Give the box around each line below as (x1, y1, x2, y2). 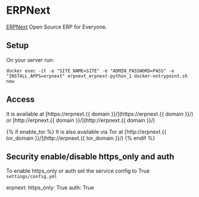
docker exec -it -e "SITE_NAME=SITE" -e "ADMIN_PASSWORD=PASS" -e (6, 68, 175, 74)
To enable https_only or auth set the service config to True (6, 167, 150, 174)
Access (6, 95, 35, 105)
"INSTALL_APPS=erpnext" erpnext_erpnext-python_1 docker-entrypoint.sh (6, 73, 188, 79)
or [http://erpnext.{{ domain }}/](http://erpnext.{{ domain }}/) (6, 117, 156, 124)
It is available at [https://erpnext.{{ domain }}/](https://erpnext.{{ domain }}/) (6, 110, 194, 117)
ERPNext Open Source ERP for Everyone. (6, 23, 107, 30)
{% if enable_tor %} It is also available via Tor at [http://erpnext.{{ (6, 128, 167, 135)
